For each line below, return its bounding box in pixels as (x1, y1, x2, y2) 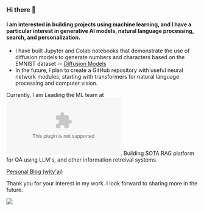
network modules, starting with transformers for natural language (15, 73, 180, 80)
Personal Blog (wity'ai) (6, 168, 63, 176)
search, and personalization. (6, 34, 81, 41)
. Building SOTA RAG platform (121, 149, 195, 157)
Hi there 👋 (6, 5, 37, 14)
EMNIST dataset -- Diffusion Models (15, 60, 107, 68)
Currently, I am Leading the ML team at (6, 91, 105, 99)
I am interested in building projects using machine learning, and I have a (6, 21, 192, 28)
